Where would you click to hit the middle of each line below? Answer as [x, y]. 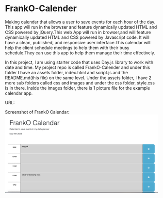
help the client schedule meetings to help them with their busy [67, 48]
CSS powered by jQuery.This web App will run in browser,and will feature [78, 32]
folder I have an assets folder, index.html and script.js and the [66, 72]
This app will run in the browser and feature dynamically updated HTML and [81, 27]
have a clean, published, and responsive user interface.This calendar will [78, 42]
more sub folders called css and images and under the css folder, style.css [80, 82]
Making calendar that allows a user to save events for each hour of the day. [80, 22]
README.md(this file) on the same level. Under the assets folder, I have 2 [78, 78]
